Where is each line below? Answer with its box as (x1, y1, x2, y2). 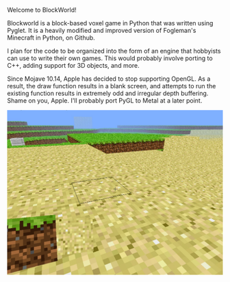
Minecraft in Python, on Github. (7, 34, 96, 42)
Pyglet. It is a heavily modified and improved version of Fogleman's (7, 27, 196, 34)
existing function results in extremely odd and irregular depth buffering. (7, 89, 209, 97)
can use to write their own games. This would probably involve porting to (7, 54, 214, 62)
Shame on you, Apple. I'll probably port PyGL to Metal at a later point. (7, 97, 203, 105)
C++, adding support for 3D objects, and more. (7, 62, 140, 69)
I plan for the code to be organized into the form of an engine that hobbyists (7, 47, 221, 55)
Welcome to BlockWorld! (7, 6, 77, 14)
